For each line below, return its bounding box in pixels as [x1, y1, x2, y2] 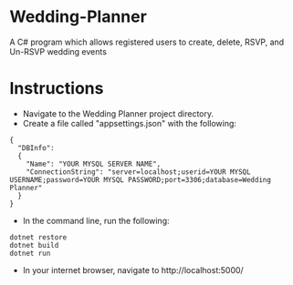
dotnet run [9, 249, 51, 258]
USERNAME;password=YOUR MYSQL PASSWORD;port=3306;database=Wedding [9, 175, 272, 184]
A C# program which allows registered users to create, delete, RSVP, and [9, 36, 285, 47]
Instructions [9, 78, 104, 99]
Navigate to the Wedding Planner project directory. [22, 107, 215, 119]
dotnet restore [9, 232, 68, 242]
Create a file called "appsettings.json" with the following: [22, 117, 237, 128]
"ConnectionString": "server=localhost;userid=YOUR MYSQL [26, 167, 251, 177]
